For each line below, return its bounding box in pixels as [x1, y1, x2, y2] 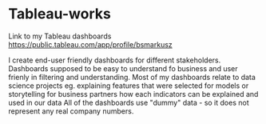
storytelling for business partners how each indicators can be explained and [8, 89, 259, 98]
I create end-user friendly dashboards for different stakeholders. [8, 55, 221, 65]
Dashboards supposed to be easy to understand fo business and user [8, 63, 238, 73]
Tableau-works [8, 5, 112, 23]
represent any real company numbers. [8, 106, 134, 116]
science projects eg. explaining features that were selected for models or [8, 81, 249, 90]
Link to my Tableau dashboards [8, 31, 112, 41]
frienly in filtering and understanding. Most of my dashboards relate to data [8, 72, 256, 82]
